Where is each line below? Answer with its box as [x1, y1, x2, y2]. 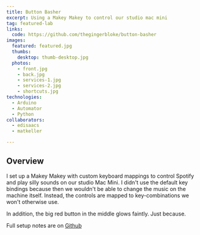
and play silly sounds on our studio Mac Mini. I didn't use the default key [6, 178, 188, 186]
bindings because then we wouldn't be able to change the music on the [6, 185, 186, 192]
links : [6, 26, 23, 32]
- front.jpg [17, 65, 48, 72]
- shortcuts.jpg [17, 89, 59, 95]
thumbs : [12, 49, 32, 55]
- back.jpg [17, 71, 45, 78]
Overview [6, 156, 45, 167]
